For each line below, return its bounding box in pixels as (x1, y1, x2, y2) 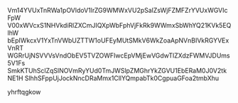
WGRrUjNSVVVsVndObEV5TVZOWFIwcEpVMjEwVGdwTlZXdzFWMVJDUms (7, 51, 230, 60)
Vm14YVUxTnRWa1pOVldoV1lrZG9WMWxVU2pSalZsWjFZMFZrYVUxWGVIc (7, 6, 229, 14)
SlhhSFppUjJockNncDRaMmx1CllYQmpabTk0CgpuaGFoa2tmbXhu (24, 74, 220, 82)
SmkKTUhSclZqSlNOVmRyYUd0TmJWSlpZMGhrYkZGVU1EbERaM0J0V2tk (7, 67, 227, 75)
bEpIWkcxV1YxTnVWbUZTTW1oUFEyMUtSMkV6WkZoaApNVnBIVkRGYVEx (7, 36, 229, 45)
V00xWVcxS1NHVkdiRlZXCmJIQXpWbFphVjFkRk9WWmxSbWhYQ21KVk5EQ (7, 21, 232, 29)
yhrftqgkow (7, 88, 41, 96)
